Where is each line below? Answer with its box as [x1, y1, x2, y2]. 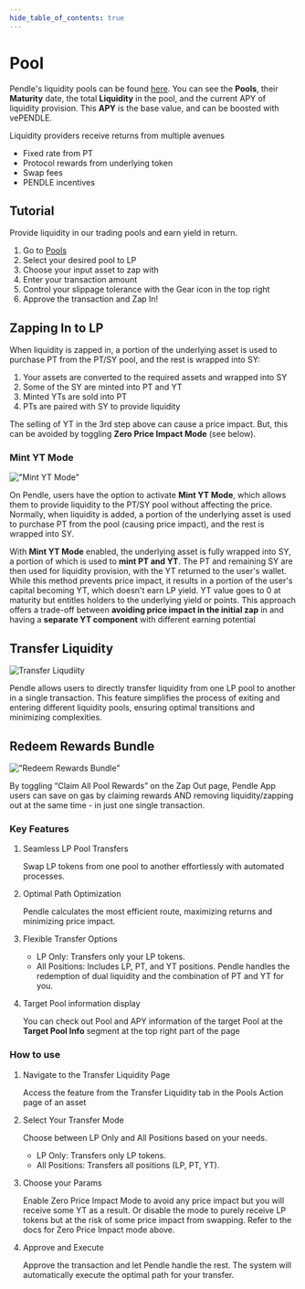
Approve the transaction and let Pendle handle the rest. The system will [22, 1259, 292, 1271]
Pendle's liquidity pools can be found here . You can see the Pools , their [9, 83, 279, 94]
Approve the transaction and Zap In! [22, 293, 159, 304]
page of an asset [22, 1096, 87, 1107]
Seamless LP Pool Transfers [22, 843, 129, 855]
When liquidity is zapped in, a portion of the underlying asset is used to [9, 345, 278, 356]
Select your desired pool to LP [22, 255, 137, 266]
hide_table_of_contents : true [9, 13, 125, 23]
